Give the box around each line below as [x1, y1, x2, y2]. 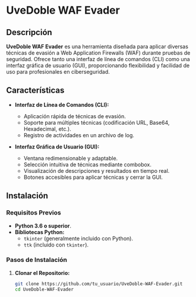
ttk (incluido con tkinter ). [23, 241, 89, 248]
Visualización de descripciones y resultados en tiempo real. [23, 167, 170, 174]
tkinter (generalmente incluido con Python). [23, 235, 134, 242]
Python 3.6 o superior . [14, 222, 71, 229]
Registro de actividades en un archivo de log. [23, 131, 135, 138]
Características [6, 86, 65, 96]
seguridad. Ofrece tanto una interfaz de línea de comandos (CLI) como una [6, 56, 190, 62]
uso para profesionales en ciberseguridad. [6, 68, 110, 75]
